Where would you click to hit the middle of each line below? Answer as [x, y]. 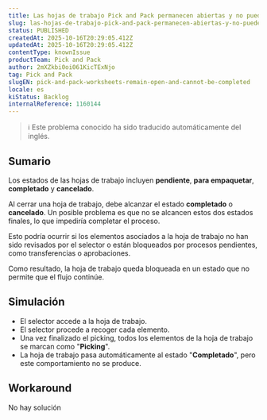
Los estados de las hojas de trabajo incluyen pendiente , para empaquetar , [131, 180]
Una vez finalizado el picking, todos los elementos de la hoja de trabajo [136, 337]
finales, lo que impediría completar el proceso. [84, 221]
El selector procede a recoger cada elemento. [95, 329]
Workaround [40, 389]
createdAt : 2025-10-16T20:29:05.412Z [71, 38]
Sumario [30, 161]
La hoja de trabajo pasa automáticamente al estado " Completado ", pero [137, 355]
